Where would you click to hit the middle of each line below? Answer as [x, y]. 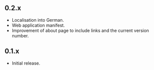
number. [20, 35]
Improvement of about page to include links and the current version [80, 30]
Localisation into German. [38, 20]
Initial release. [26, 63]
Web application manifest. [38, 25]
